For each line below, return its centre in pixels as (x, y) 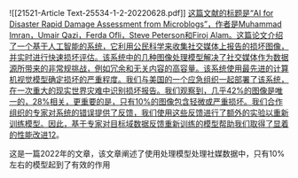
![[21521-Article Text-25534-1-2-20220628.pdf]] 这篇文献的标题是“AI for (141, 13)
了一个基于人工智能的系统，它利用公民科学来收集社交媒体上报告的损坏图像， (149, 46)
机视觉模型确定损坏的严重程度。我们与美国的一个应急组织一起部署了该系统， (149, 79)
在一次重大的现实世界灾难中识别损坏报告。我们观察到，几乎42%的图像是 (142, 90)
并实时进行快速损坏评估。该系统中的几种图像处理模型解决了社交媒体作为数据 (149, 57)
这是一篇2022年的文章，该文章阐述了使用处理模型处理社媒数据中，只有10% (147, 154)
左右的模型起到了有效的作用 (60, 165)
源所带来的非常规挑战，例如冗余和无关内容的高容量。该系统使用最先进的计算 (149, 68)
